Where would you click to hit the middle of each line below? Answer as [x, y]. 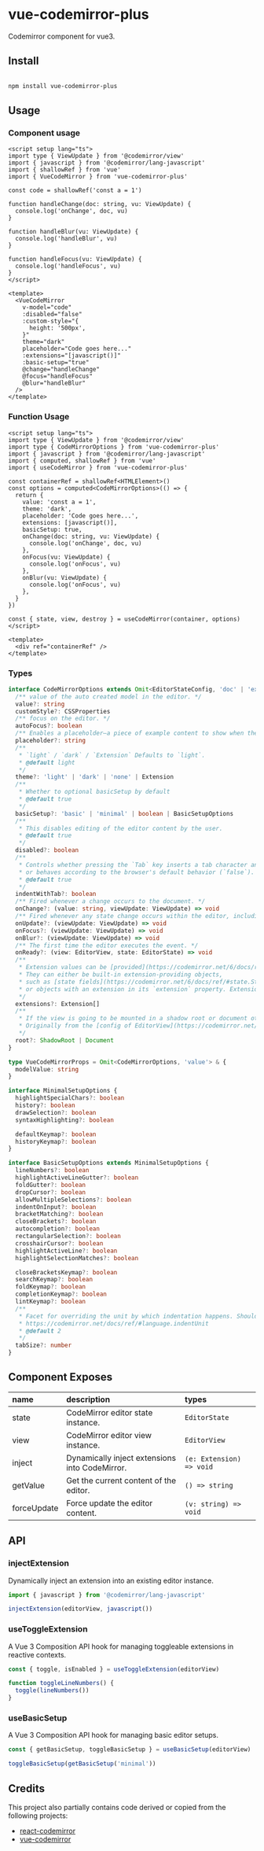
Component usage [44, 133]
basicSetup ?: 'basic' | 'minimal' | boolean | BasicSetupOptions [125, 813]
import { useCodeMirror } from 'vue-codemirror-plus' [98, 467]
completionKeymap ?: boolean [61, 1294]
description [88, 1399]
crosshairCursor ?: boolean [59, 1243]
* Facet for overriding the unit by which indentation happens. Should [138, 1316]
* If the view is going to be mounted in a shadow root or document [133, 1019]
